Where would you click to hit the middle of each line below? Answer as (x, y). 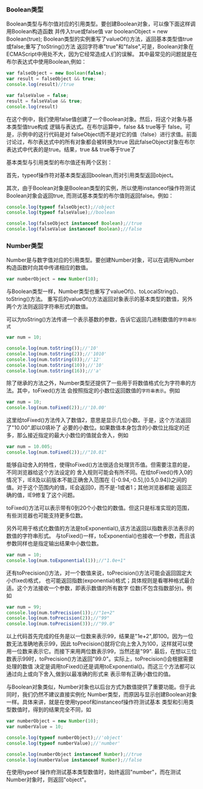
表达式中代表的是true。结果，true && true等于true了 (71, 149)
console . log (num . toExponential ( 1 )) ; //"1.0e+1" (66, 560)
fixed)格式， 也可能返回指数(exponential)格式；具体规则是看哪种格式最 (101, 580)
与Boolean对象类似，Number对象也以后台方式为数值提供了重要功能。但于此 (101, 687)
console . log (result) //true (40, 85)
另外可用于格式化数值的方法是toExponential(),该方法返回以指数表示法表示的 (101, 528)
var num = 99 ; (24, 607)
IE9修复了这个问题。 (52, 495)
